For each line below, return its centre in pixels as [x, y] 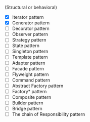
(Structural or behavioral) [31, 7]
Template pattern [30, 57]
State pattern [26, 46]
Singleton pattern [30, 51]
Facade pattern [28, 68]
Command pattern [31, 80]
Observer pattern [30, 34]
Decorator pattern [31, 29]
